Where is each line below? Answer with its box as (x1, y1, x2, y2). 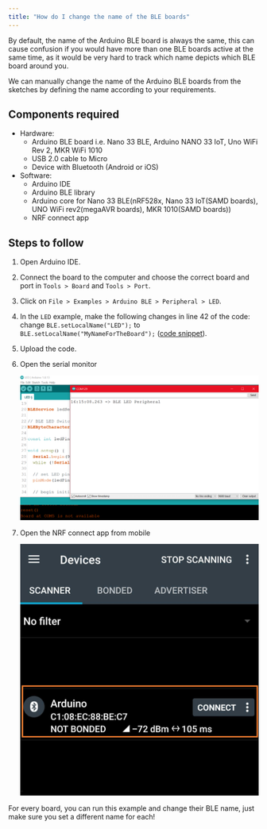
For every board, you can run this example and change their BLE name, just (8, 803, 255, 813)
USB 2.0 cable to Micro (31, 154, 108, 164)
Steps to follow (8, 236, 84, 249)
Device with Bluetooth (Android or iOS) (31, 163, 159, 172)
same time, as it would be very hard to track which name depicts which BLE (8, 52, 256, 62)
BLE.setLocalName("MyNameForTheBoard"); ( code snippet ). (19, 329, 207, 338)
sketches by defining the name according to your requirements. (8, 84, 216, 94)
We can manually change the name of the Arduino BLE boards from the (8, 76, 242, 86)
